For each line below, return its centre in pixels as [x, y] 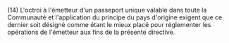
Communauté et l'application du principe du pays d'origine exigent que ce [115, 17]
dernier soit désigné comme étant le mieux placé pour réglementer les [109, 25]
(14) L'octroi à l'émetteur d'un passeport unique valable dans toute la [107, 10]
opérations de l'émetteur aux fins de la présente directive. [91, 32]
